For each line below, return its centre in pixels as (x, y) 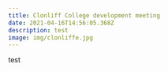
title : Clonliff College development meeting (84, 15)
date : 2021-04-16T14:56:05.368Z (61, 23)
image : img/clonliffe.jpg (50, 37)
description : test (38, 30)
